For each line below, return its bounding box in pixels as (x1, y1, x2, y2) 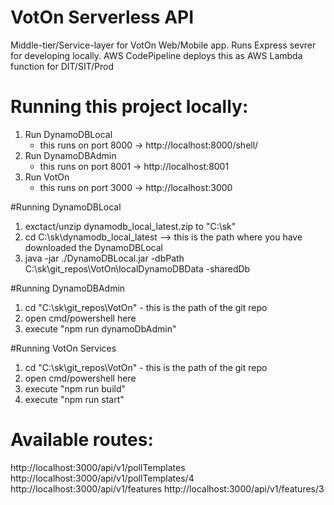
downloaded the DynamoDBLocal (24, 241, 163, 253)
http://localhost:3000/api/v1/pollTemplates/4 (10, 472, 195, 484)
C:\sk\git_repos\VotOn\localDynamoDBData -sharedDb (24, 262, 251, 275)
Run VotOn (24, 171, 70, 183)
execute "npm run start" (24, 393, 125, 405)
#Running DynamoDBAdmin (10, 282, 126, 294)
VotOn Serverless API (10, 6, 195, 29)
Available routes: (10, 429, 154, 451)
